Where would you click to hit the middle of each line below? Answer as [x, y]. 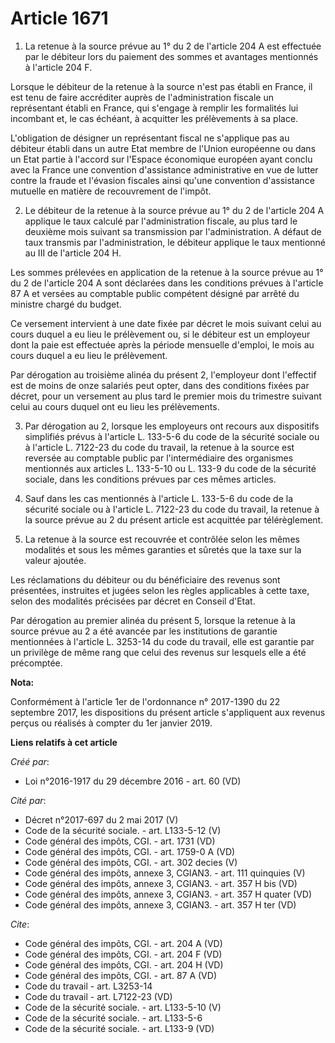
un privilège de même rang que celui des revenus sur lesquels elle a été [158, 652]
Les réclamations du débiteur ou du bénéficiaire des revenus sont [145, 579]
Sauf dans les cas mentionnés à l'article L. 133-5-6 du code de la [159, 498]
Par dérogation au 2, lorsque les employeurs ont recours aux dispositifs [172, 426]
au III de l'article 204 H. [73, 253]
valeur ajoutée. [55, 560]
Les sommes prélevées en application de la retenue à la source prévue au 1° [167, 272]
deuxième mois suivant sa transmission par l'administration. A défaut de [173, 231]
